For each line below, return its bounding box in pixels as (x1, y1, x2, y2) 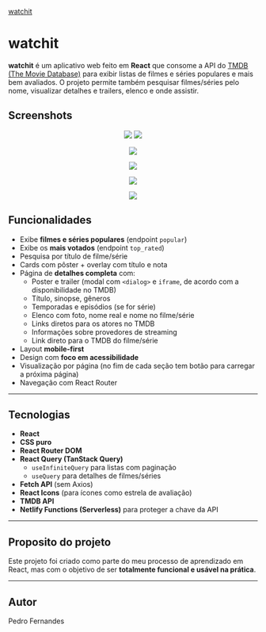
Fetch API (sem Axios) (19, 480, 93, 489)
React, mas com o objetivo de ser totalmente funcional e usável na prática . (8, 565, 256, 574)
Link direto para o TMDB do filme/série (31, 335, 158, 345)
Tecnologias (8, 408, 70, 421)
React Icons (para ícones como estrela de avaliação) (19, 488, 192, 498)
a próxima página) (19, 369, 79, 379)
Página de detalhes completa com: (19, 268, 136, 278)
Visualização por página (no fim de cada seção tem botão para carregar (19, 361, 255, 370)
